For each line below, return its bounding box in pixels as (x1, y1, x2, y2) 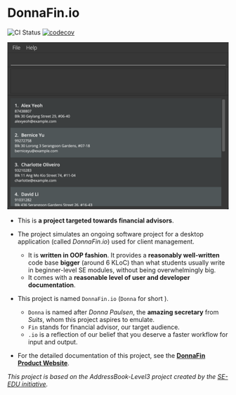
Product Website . (17, 359, 70, 368)
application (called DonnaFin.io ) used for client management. (17, 237, 195, 246)
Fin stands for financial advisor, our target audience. (27, 323, 181, 331)
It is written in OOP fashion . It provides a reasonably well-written (27, 251, 220, 260)
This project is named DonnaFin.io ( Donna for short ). (17, 295, 169, 303)
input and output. (27, 338, 78, 347)
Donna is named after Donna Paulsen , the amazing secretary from (27, 308, 219, 316)
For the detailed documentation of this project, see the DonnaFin (17, 352, 206, 360)
